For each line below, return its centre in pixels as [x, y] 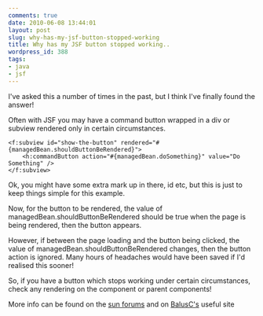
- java [19, 67]
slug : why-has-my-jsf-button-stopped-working [84, 37]
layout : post [29, 30]
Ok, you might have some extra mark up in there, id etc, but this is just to [126, 185]
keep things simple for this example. [67, 193]
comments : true [33, 15]
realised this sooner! [41, 265]
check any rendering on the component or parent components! [110, 288]
